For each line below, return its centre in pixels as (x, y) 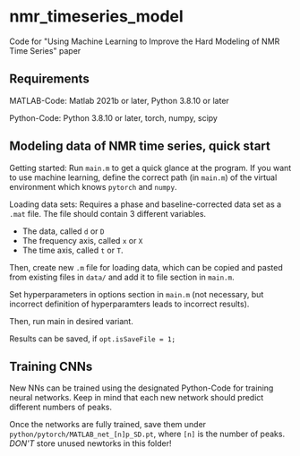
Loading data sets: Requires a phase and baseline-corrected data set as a (146, 204)
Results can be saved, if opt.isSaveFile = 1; (93, 339)
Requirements (49, 79)
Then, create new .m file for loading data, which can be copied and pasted (146, 267)
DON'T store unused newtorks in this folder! (90, 443)
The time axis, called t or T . (73, 250)
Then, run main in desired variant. (72, 321)
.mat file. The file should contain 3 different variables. (108, 213)
